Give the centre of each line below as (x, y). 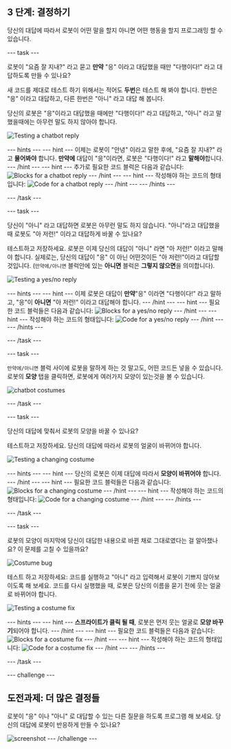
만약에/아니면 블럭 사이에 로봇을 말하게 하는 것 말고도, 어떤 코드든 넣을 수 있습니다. (115, 368)
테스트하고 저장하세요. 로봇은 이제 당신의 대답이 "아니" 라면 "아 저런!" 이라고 (109, 248)
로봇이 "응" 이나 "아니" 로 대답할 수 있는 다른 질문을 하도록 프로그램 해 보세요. (111, 716)
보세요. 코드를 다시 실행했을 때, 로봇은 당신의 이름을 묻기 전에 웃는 (120, 585)
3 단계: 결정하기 (39, 12)
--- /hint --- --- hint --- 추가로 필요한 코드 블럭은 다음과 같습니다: (96, 166)
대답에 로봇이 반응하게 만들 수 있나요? (70, 724)
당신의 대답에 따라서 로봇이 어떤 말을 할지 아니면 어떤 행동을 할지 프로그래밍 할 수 (115, 30)
